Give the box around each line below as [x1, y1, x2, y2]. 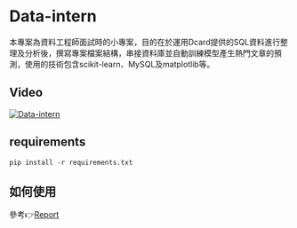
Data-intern [9, 6, 97, 27]
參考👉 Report [9, 209, 60, 220]
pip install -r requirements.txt [9, 158, 133, 167]
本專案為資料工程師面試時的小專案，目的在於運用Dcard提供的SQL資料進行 [9, 36, 281, 47]
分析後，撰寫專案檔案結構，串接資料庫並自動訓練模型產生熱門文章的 [24, 47, 274, 59]
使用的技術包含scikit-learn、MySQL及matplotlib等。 [24, 59, 215, 69]
